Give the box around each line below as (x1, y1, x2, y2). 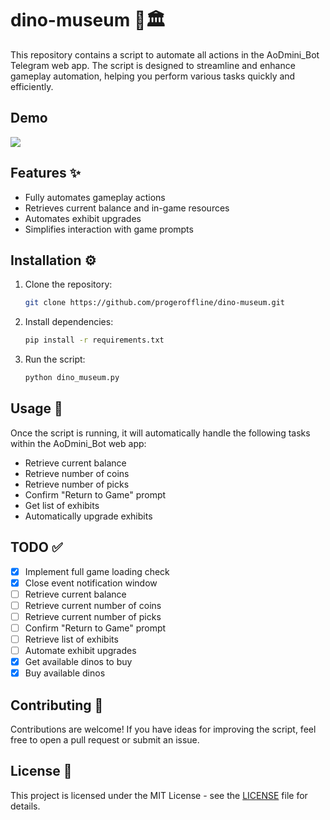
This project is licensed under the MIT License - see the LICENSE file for (10, 789, 308, 801)
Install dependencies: (24, 316, 114, 328)
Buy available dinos (24, 667, 106, 679)
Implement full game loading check (24, 565, 170, 577)
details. (10, 800, 41, 812)
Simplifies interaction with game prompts (24, 223, 194, 235)
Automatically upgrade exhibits (24, 510, 153, 522)
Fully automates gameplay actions (24, 191, 166, 203)
